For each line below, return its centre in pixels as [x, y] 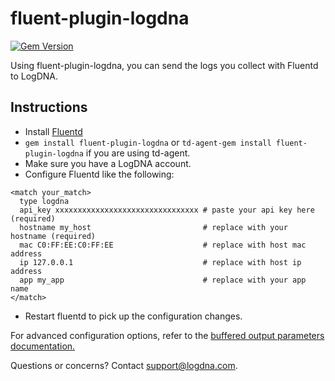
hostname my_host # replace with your [153, 227]
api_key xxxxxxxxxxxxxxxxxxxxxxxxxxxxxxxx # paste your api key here [167, 210]
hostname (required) [53, 236]
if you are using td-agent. [138, 153]
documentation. [43, 346]
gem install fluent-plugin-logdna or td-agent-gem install [148, 142]
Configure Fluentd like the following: [99, 174]
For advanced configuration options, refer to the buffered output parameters [167, 335]
